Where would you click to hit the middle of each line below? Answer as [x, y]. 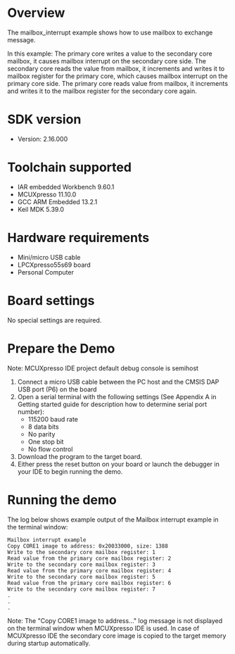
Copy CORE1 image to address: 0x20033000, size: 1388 [88, 546]
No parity [42, 434]
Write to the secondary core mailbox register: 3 [82, 565]
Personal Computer [45, 272]
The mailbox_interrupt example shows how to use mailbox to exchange [110, 32]
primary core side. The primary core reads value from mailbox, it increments [118, 83]
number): [31, 411]
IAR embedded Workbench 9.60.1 [66, 187]
